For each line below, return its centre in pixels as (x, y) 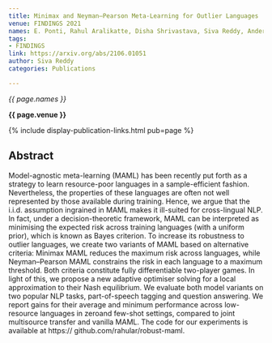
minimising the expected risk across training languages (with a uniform (126, 227)
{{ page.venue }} (38, 114)
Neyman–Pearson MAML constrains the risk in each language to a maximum (136, 261)
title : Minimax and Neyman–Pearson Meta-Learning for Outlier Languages (134, 16)
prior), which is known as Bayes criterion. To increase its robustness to (126, 235)
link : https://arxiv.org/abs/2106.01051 (78, 54)
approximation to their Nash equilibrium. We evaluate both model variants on (136, 287)
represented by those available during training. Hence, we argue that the (130, 201)
